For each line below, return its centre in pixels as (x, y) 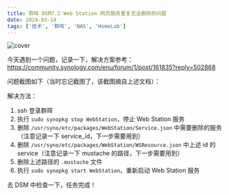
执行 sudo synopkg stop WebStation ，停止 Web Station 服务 (101, 119)
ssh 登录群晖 (35, 111)
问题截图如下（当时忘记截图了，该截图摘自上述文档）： (84, 81)
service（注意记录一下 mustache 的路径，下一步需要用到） (100, 153)
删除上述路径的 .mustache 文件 (60, 162)
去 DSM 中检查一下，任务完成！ (52, 185)
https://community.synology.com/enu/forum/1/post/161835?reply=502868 (111, 67)
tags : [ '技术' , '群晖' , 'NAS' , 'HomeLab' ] (67, 26)
